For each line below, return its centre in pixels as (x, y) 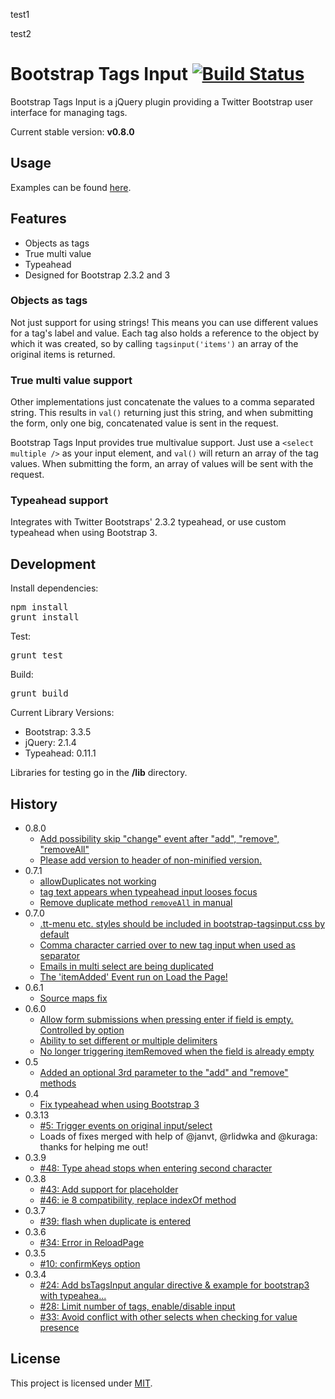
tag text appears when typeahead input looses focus (148, 892)
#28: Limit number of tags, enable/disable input (137, 1306)
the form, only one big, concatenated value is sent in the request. (144, 423)
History (34, 804)
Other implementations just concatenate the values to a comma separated (162, 402)
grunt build (39, 693)
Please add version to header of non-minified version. (151, 860)
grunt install (45, 617)
